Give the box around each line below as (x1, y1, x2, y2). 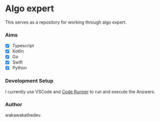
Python (12, 65, 27, 71)
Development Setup (5, 77, 53, 84)
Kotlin (12, 48, 24, 54)
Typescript (12, 43, 34, 49)
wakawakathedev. (5, 112, 42, 118)
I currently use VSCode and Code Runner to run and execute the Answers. (5, 89, 156, 94)
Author (5, 101, 23, 108)
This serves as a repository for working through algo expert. (5, 19, 127, 25)
